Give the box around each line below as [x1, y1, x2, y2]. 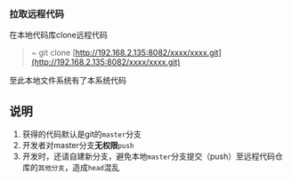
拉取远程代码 [9, 7, 65, 20]
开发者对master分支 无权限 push [21, 140, 134, 151]
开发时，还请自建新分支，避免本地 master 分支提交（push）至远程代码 [21, 151, 276, 161]
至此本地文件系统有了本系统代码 [9, 75, 126, 86]
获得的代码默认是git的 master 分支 [21, 129, 142, 139]
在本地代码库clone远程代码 [9, 29, 109, 41]
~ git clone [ [30, 47, 76, 59]
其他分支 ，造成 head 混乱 [37, 162, 120, 173]
